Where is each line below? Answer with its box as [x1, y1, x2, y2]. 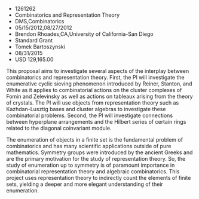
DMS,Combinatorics [14, 18, 65, 25]
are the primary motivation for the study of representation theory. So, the [6, 155, 186, 162]
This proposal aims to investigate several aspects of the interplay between [6, 68, 189, 74]
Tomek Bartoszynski [14, 43, 66, 50]
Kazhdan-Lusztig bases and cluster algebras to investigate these [6, 106, 166, 112]
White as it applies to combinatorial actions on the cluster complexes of [6, 87, 182, 93]
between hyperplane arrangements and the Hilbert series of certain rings [6, 118, 186, 125]
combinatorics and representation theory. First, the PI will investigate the [6, 74, 185, 81]
